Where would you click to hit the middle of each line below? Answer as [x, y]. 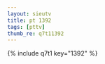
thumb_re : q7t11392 [36, 33]
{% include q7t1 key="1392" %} [52, 53]
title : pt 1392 [29, 20]
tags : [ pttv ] [26, 27]
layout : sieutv [29, 14]
